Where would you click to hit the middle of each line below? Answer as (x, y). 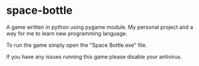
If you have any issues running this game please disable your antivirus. (94, 56)
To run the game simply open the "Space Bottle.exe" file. (77, 45)
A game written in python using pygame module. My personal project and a (100, 27)
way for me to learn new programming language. (67, 33)
